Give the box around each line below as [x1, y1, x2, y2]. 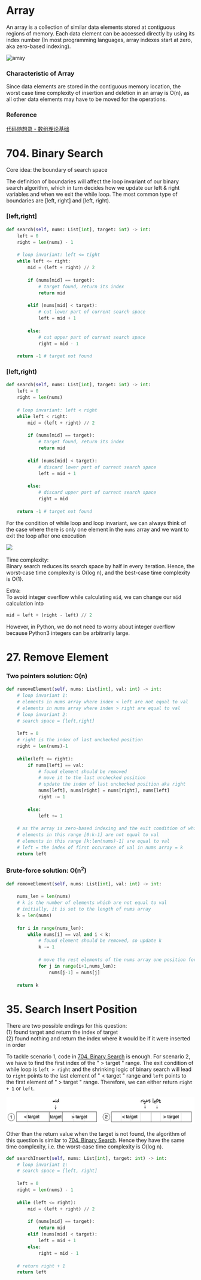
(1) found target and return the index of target [6, 1028, 118, 1036]
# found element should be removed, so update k [38, 938, 162, 944]
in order [6, 1042, 26, 1049]
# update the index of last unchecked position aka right [38, 781, 186, 787]
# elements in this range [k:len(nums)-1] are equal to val [17, 839, 170, 845]
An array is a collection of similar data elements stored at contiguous [6, 23, 175, 31]
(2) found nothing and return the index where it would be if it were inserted [6, 1035, 190, 1042]
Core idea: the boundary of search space [6, 166, 108, 174]
